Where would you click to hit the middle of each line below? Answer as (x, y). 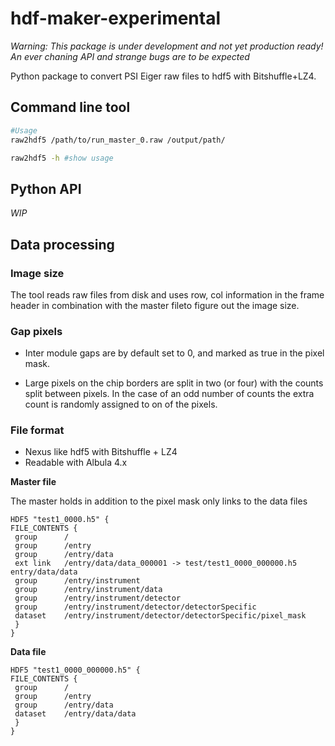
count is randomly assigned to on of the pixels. (121, 404)
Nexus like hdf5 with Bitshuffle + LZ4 (101, 452)
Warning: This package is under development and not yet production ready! (167, 46)
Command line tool (70, 107)
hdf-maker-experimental (116, 18)
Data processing (62, 244)
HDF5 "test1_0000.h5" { (60, 520)
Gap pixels (36, 331)
